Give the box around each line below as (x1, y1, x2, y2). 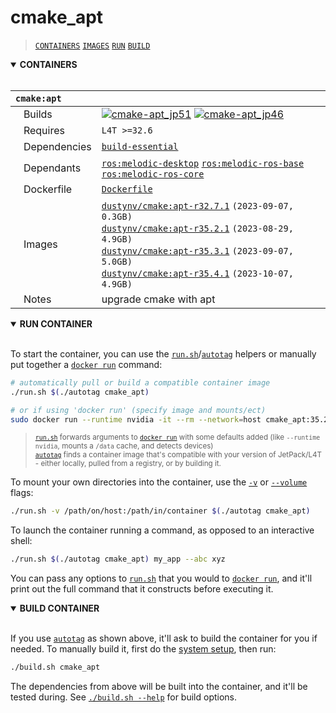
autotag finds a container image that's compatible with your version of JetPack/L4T (34, 450, 323, 460)
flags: (10, 487, 34, 499)
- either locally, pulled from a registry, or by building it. (34, 459, 222, 469)
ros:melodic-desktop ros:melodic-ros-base (101, 157, 305, 169)
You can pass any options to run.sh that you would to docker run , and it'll (10, 572, 313, 585)
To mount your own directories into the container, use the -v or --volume (10, 476, 308, 488)
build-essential (101, 141, 179, 152)
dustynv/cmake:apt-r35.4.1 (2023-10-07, (101, 267, 294, 279)
